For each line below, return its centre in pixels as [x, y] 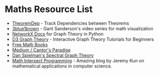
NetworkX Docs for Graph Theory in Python [58, 34]
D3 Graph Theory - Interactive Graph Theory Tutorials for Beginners [83, 39]
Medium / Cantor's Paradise [41, 50]
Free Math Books [30, 44]
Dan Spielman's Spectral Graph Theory [53, 55]
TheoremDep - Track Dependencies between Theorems [71, 23]
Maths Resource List [49, 9]
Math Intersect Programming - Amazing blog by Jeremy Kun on [78, 60]
